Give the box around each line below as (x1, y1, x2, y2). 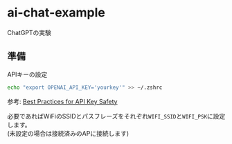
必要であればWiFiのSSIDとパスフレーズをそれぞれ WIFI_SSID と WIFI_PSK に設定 (7, 112, 226, 120)
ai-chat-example (7, 5, 106, 21)
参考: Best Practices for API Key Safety (7, 97, 118, 105)
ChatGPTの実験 (7, 28, 52, 37)
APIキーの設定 (7, 70, 48, 79)
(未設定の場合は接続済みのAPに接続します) (7, 129, 130, 137)
